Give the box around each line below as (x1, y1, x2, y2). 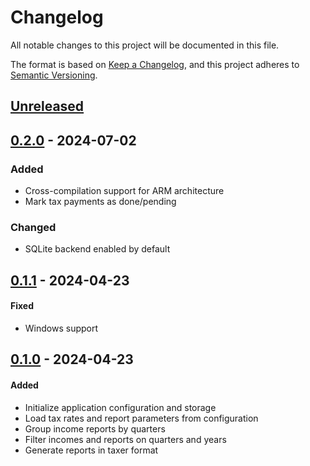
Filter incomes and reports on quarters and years (24, 433, 227, 445)
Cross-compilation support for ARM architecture (24, 185, 225, 197)
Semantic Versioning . (10, 69, 98, 81)
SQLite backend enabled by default (24, 243, 171, 255)
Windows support (24, 322, 99, 334)
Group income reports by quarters (24, 422, 166, 435)
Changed (10, 220, 57, 234)
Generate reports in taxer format (24, 444, 159, 456)
